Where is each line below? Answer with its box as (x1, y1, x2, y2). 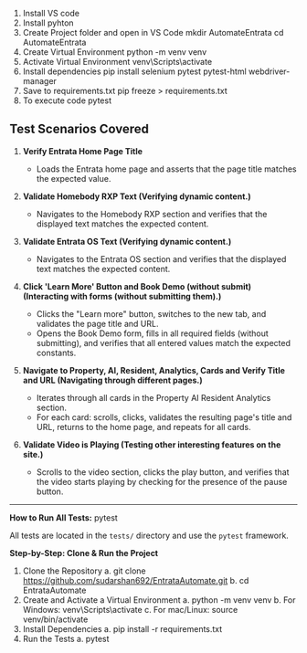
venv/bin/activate (22, 614, 89, 625)
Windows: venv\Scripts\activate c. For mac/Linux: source (22, 604, 238, 615)
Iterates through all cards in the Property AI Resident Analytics (36, 392, 271, 403)
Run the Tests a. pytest (22, 633, 110, 644)
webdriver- (248, 66, 291, 77)
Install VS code (22, 8, 80, 18)
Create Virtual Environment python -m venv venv (22, 47, 207, 58)
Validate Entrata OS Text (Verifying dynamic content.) (22, 236, 232, 247)
